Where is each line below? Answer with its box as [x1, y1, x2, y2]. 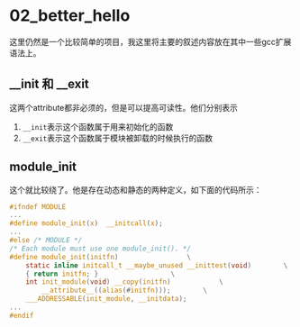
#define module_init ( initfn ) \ [9, 252, 192, 261]
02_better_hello [9, 5, 131, 26]
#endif [9, 311, 34, 320]
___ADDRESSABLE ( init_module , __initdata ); [25, 295, 187, 304]
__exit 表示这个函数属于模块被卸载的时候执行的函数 [22, 132, 214, 143]
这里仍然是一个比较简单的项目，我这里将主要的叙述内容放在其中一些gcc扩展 [9, 36, 292, 47]
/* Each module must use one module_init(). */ [9, 244, 192, 253]
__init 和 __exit [9, 77, 90, 92]
